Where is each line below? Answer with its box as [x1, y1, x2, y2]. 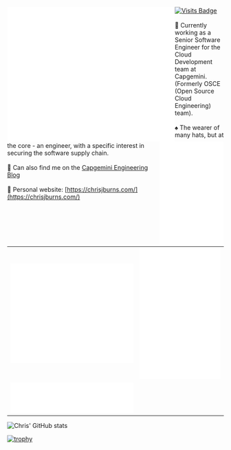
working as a [175, 28, 212, 36]
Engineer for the [175, 43, 221, 51]
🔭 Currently [175, 21, 208, 29]
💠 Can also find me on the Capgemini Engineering [7, 164, 148, 172]
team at [175, 65, 197, 73]
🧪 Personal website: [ [7, 186, 67, 194]
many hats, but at [175, 131, 224, 139]
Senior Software [175, 36, 221, 44]
